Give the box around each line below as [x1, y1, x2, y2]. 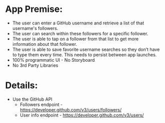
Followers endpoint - [19, 101, 63, 108]
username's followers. [12, 25, 58, 31]
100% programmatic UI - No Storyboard [12, 57, 95, 63]
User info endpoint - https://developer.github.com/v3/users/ [19, 112, 144, 118]
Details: [5, 80, 38, 91]
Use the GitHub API [12, 96, 52, 102]
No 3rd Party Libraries [12, 62, 58, 68]
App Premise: [5, 3, 63, 15]
